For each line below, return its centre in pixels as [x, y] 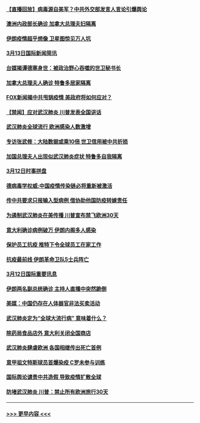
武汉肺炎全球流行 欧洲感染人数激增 [49, 127]
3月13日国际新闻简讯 [32, 53]
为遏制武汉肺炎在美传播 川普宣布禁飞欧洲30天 [62, 215]
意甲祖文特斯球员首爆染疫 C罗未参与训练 [56, 362]
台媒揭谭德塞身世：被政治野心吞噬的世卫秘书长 [63, 68]
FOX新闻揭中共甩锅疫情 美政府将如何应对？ [59, 98]
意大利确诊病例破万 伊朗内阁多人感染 [51, 230]
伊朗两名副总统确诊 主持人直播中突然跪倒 [57, 289]
